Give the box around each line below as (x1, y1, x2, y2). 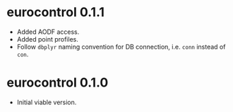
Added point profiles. (16, 35, 78, 43)
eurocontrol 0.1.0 (6, 75, 109, 91)
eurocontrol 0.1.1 (6, 4, 105, 20)
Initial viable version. (16, 98, 77, 106)
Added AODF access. (16, 27, 80, 36)
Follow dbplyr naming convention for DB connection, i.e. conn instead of (16, 42, 226, 51)
